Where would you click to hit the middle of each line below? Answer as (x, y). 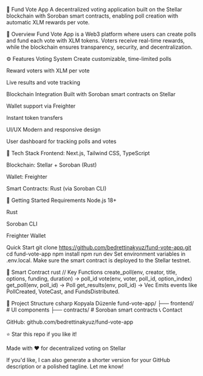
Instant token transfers (35, 118)
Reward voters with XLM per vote (48, 71)
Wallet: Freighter (27, 177)
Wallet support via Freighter (41, 106)
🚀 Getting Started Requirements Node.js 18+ (62, 200)
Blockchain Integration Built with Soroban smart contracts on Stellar (91, 94)
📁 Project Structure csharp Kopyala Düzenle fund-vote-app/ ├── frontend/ (100, 303)
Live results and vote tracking (43, 82)
